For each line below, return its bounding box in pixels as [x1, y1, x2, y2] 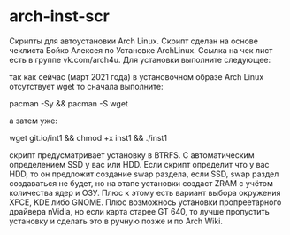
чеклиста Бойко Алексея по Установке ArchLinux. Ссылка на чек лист [9, 44, 273, 55]
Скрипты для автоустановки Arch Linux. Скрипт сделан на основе [9, 35, 259, 46]
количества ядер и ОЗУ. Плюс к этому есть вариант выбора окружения [9, 187, 281, 198]
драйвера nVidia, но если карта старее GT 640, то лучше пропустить [9, 206, 270, 216]
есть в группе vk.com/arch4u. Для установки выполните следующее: [9, 54, 271, 65]
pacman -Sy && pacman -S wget [9, 98, 128, 108]
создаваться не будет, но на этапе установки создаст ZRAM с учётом [9, 177, 274, 188]
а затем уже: [9, 115, 57, 126]
